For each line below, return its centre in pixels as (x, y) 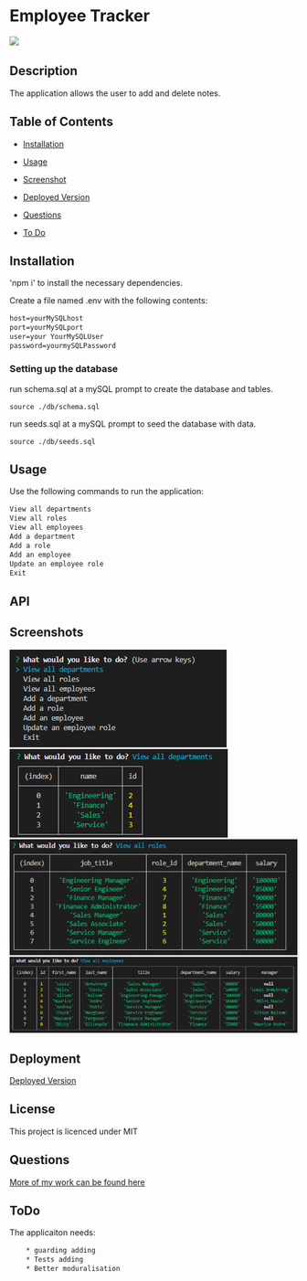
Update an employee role (57, 564)
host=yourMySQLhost (47, 319)
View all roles (38, 519)
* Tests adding (55, 1260)
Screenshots (47, 633)
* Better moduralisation (73, 1269)
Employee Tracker (80, 16)
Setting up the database (64, 369)
